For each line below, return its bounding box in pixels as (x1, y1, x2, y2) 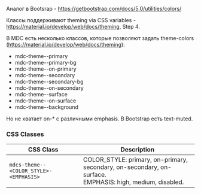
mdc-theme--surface (14, 91, 68, 98)
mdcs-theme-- (9, 162, 47, 168)
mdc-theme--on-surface (14, 97, 77, 104)
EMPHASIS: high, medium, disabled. (83, 178, 184, 186)
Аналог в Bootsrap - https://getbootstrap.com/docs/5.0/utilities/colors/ (6, 5, 182, 12)
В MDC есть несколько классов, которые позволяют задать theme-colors (6, 35, 194, 41)
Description (120, 145, 155, 154)
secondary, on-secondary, (83, 163, 160, 171)
